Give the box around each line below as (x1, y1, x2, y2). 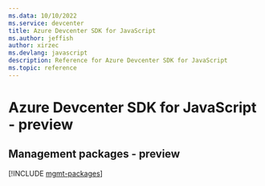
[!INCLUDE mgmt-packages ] (8, 168, 103, 178)
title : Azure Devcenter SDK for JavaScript (8, 26, 157, 34)
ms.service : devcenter (8, 19, 84, 27)
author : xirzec (8, 42, 59, 50)
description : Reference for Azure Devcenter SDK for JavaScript (8, 57, 228, 65)
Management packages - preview (8, 148, 181, 161)
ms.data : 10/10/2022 (8, 11, 78, 20)
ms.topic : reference (8, 64, 78, 72)
